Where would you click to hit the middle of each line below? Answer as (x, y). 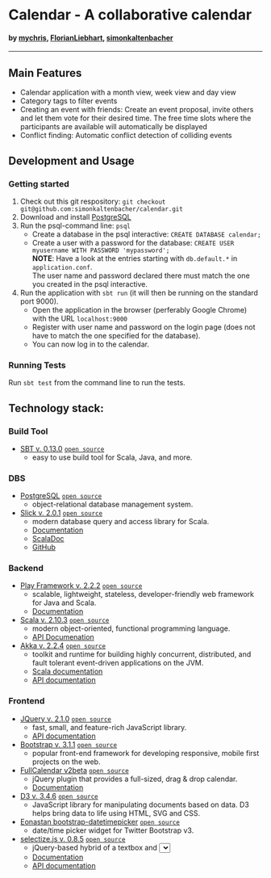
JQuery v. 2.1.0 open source (65, 718)
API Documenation (63, 637)
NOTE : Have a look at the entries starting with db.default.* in (135, 258)
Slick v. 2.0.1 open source (61, 513)
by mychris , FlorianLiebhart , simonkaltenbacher (91, 37)
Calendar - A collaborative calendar (130, 15)
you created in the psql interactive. (90, 284)
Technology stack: (56, 408)
